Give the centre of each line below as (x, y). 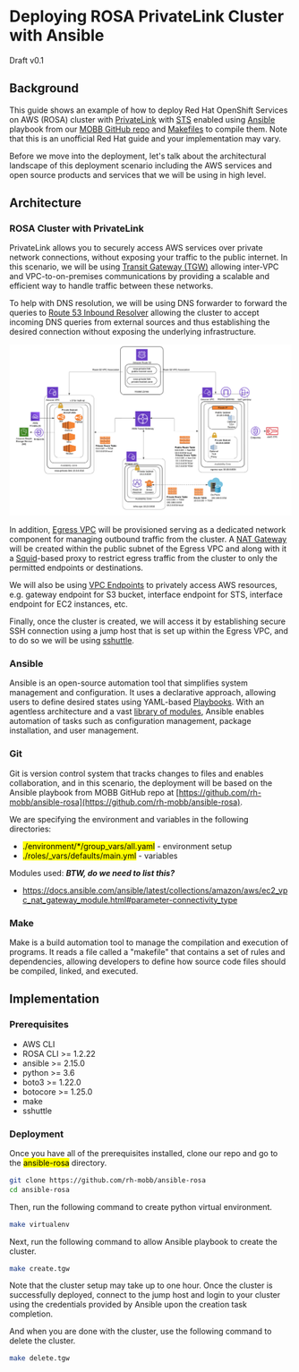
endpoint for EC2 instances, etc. (68, 604)
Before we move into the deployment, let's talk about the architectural (138, 156)
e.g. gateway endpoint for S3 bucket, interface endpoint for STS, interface (146, 595)
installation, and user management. (74, 730)
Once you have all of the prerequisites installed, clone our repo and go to (144, 1153)
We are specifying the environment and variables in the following (129, 819)
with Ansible (57, 35)
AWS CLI (38, 1044)
